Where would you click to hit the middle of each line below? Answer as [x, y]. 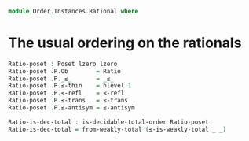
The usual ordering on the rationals [125, 43]
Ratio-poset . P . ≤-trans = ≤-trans [68, 101]
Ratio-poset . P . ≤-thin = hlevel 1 [70, 86]
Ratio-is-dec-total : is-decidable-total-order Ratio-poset [109, 122]
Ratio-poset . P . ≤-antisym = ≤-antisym [71, 108]
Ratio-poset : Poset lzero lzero [63, 64]
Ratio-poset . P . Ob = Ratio [65, 71]
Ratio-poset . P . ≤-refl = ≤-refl [66, 93]
